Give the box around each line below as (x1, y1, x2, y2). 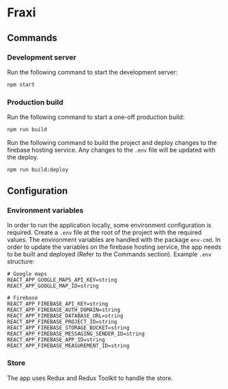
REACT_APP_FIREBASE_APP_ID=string (7, 336, 106, 343)
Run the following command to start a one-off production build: (7, 113, 185, 121)
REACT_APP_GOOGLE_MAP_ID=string (7, 282, 99, 290)
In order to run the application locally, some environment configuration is (7, 221, 212, 230)
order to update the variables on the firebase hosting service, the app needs (7, 243, 222, 251)
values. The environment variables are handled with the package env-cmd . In (7, 236, 221, 244)
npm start (7, 81, 35, 88)
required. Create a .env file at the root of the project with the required (7, 228, 202, 237)
